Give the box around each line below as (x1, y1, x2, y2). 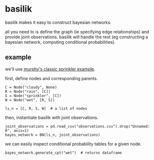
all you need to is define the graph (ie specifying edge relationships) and (5, 29, 150, 34)
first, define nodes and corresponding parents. (5, 75, 98, 81)
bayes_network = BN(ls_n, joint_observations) (5, 132, 100, 137)
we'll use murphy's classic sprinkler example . (5, 66, 96, 72)
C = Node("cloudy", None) (5, 85, 57, 90)
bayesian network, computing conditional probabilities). (5, 39, 116, 45)
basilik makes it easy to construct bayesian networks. (5, 19, 112, 25)
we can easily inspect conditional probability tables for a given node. (5, 141, 141, 146)
